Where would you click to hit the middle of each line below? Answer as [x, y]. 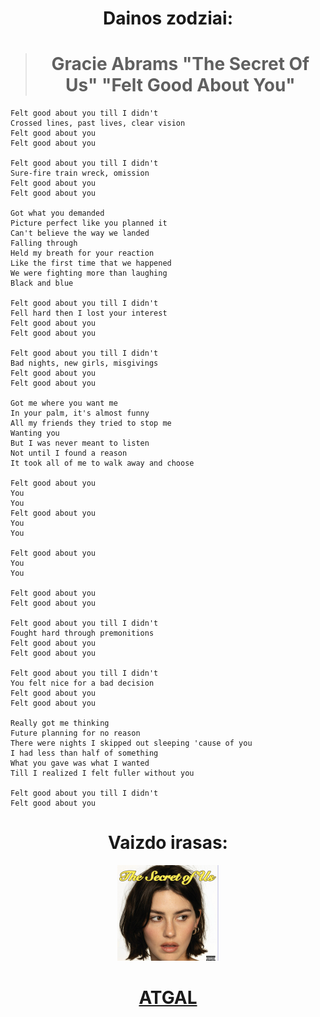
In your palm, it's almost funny [80, 413]
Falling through [44, 243]
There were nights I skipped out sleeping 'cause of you [131, 743]
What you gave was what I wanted [80, 763]
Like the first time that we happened [91, 263]
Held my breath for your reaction [82, 253]
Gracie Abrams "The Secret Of [180, 64]
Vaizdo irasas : [168, 843]
